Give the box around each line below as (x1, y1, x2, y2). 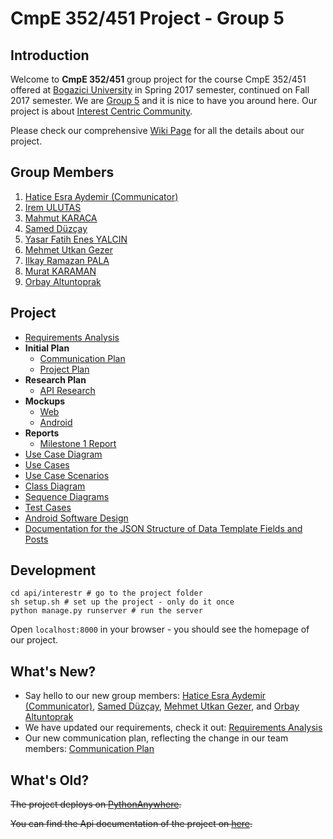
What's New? (10, 663, 97, 680)
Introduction (10, 47, 90, 64)
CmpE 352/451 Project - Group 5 (10, 7, 285, 30)
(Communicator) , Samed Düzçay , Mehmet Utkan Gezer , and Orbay (24, 700, 300, 712)
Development (10, 562, 97, 579)
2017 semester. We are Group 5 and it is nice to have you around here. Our (10, 95, 318, 106)
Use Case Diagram (24, 448, 103, 460)
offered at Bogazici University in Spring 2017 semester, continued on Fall (10, 84, 310, 96)
